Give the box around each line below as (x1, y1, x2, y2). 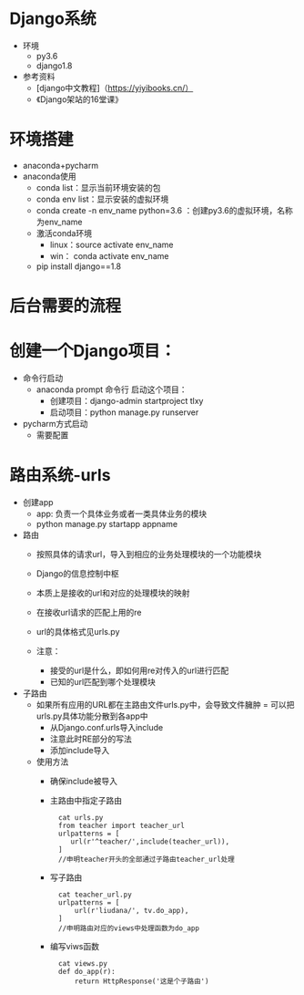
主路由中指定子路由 (49, 794, 123, 805)
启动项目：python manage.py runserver (49, 407, 199, 418)
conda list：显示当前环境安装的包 (35, 181, 161, 192)
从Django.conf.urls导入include (49, 721, 164, 732)
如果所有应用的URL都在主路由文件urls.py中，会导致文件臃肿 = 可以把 (35, 699, 295, 710)
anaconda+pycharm (22, 160, 98, 171)
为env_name (35, 216, 83, 227)
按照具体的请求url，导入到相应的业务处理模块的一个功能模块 (35, 548, 262, 559)
